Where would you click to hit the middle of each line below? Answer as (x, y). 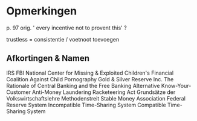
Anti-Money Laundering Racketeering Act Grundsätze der (104, 92)
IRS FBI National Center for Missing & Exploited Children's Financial (90, 73)
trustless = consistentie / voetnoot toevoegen (63, 39)
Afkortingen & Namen (48, 58)
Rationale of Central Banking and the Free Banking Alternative (83, 85)
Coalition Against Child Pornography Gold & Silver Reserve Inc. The (90, 79)
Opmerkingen (42, 11)
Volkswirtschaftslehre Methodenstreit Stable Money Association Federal (96, 98)
